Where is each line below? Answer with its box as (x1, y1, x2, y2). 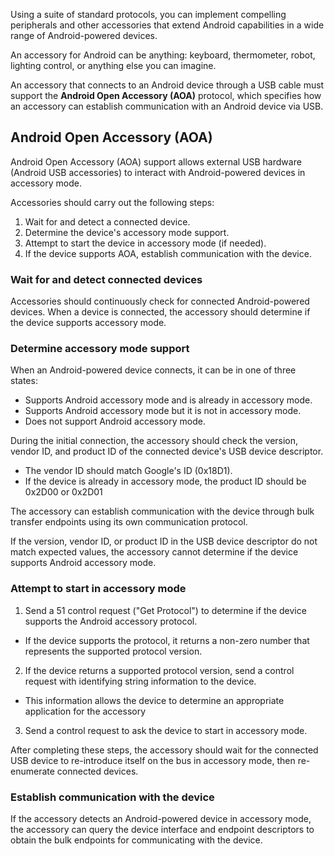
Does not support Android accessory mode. (24, 415, 206, 428)
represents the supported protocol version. (24, 645, 203, 657)
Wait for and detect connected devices (10, 272, 203, 286)
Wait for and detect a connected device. (24, 215, 191, 228)
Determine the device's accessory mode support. (24, 226, 230, 238)
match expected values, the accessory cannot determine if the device (10, 546, 299, 558)
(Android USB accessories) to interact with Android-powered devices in (10, 166, 306, 178)
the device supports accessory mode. (10, 317, 167, 329)
